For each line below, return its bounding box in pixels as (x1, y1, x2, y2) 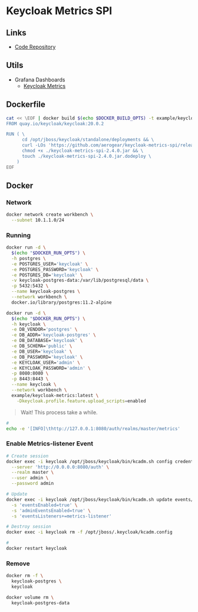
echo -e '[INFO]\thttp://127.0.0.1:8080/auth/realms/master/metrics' (6, 425, 181, 432)
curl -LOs (21, 142, 46, 148)
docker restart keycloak (6, 545, 67, 552)
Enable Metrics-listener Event (6, 440, 94, 448)
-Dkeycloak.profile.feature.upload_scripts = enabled (16, 398, 146, 404)
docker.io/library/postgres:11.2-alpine (11, 300, 112, 305)
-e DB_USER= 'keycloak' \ (11, 349, 72, 354)
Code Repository (14, 43, 56, 50)
